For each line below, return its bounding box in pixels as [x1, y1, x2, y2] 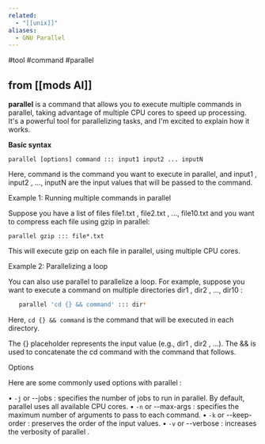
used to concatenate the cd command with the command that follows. [8, 346, 237, 357]
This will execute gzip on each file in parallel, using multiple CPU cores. [8, 247, 241, 256]
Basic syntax [8, 140, 52, 150]
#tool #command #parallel [8, 55, 94, 65]
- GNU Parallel [15, 33, 66, 42]
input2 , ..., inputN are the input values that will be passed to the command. [8, 178, 253, 187]
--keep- [225, 410, 252, 419]
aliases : [8, 26, 37, 34]
